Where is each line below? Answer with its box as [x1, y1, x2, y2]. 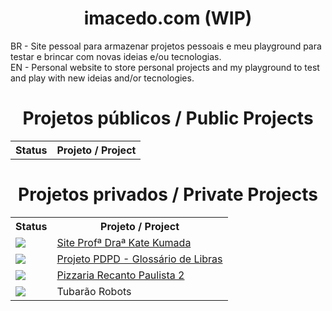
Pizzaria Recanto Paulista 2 [56, 268, 185, 282]
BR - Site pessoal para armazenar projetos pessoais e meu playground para [10, 40, 322, 52]
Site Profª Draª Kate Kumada [56, 235, 192, 249]
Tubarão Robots [56, 284, 132, 298]
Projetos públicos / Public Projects [22, 107, 314, 130]
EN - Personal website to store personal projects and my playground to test [10, 61, 320, 73]
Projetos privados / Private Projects [18, 183, 318, 206]
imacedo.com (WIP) [83, 7, 253, 30]
